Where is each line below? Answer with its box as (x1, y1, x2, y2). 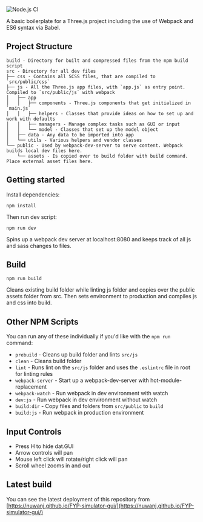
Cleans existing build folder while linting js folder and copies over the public (6, 286, 195, 293)
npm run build (6, 276, 42, 282)
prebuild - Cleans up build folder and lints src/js (15, 351, 138, 358)
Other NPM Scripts (6, 316, 79, 327)
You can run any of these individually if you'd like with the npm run (6, 333, 171, 340)
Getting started (6, 175, 65, 185)
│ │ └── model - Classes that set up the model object (6, 126, 159, 133)
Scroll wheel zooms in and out (15, 462, 91, 469)
